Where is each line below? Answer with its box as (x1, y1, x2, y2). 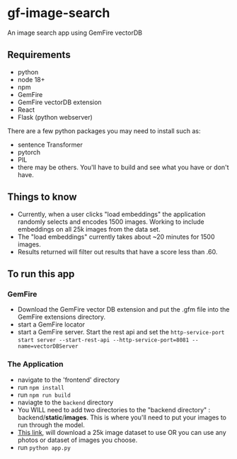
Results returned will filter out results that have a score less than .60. (17, 247, 218, 256)
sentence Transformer (17, 140, 83, 149)
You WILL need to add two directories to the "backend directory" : (17, 405, 211, 414)
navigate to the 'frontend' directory (17, 375, 120, 384)
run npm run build (17, 390, 71, 399)
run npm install (17, 382, 65, 391)
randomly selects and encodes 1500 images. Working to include (17, 217, 204, 226)
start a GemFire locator (17, 320, 86, 329)
